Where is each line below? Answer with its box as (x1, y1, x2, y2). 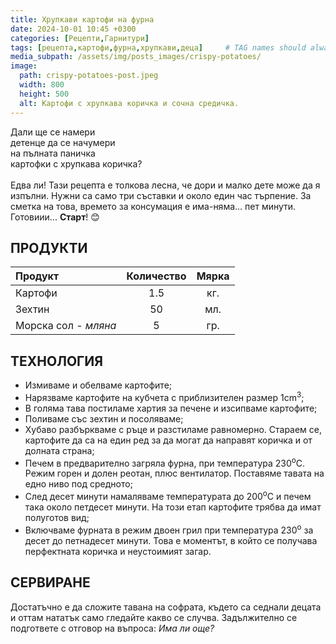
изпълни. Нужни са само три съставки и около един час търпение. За (10, 189, 312, 201)
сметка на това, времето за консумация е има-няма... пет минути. (10, 200, 297, 212)
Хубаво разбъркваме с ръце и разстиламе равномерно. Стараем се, (24, 423, 323, 435)
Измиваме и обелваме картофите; (24, 379, 173, 391)
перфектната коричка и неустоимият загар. (24, 545, 212, 557)
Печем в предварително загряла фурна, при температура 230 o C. (24, 455, 306, 469)
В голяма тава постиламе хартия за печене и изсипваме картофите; (24, 402, 318, 414)
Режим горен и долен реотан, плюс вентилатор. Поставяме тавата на (24, 467, 325, 480)
